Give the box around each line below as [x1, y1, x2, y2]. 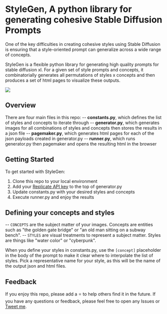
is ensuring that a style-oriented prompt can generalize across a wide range [5, 46, 162, 52]
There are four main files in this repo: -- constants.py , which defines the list [5, 114, 162, 120]
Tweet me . [5, 304, 27, 310]
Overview [5, 101, 36, 110]
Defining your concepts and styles [5, 208, 115, 217]
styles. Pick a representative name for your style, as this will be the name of [5, 258, 161, 264]
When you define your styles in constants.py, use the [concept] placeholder [5, 247, 161, 253]
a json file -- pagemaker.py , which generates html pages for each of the [5, 130, 155, 136]
